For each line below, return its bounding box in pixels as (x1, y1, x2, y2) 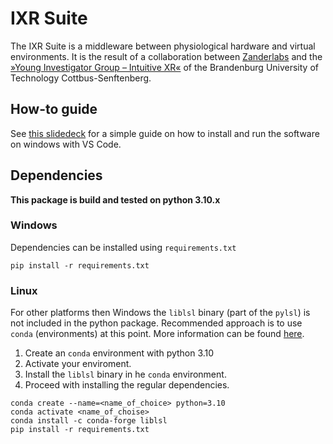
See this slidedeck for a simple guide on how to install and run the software (10, 127, 320, 139)
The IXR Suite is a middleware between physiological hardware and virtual (10, 40, 316, 52)
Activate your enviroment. (24, 358, 132, 370)
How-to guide (10, 101, 98, 118)
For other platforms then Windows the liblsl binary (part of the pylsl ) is (10, 307, 311, 319)
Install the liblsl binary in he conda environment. (24, 368, 227, 381)
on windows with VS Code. (10, 138, 122, 150)
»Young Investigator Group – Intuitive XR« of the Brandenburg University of (10, 61, 319, 73)
